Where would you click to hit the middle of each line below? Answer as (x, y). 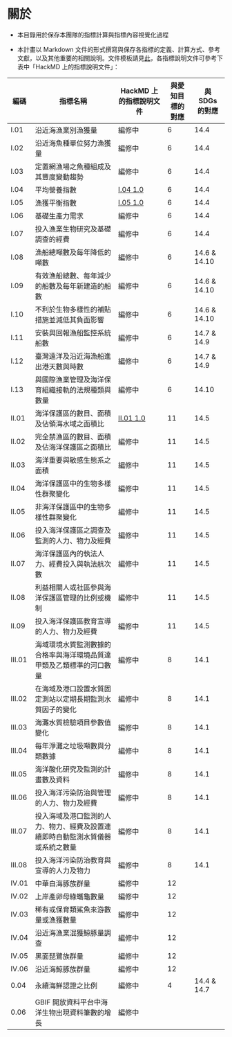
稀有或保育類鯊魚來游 (70, 910)
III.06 (19, 797)
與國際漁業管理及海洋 (70, 380)
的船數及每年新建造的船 (73, 286)
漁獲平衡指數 (56, 203)
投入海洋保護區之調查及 (73, 530)
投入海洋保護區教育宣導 (73, 621)
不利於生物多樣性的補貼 (73, 309)
